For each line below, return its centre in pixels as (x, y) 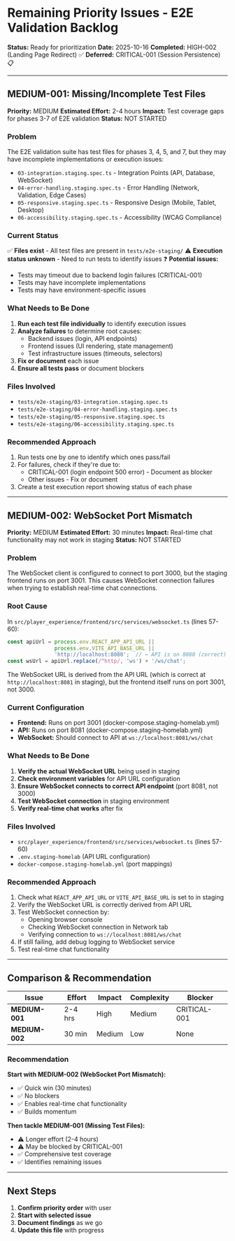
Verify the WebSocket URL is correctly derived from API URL (105, 905)
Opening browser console (65, 920)
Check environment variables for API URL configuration (99, 778)
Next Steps (32, 1191)
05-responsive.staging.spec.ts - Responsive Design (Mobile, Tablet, (117, 203)
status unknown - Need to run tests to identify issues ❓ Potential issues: (113, 259)
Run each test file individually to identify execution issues (102, 323)
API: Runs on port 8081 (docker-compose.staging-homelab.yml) (110, 730)
